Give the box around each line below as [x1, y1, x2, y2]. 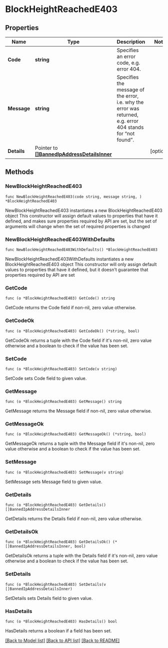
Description [116, 39, 145, 45]
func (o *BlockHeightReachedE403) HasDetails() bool [5, 619, 117, 624]
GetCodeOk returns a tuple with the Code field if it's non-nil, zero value [5, 337, 152, 343]
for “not [116, 130, 135, 137]
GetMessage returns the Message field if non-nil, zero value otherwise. [5, 408, 152, 414]
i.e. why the [116, 99, 144, 106]
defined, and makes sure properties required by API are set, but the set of [5, 218, 157, 224]
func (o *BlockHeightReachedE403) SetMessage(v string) [5, 470, 124, 475]
